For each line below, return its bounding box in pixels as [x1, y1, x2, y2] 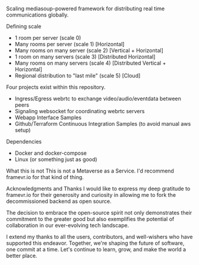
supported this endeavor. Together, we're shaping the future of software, [6, 240, 185, 247]
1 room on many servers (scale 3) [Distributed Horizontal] [14, 53, 156, 60]
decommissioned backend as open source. [6, 198, 112, 205]
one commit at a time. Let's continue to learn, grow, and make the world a [6, 246, 186, 253]
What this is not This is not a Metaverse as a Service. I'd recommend [6, 167, 174, 174]
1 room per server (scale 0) [14, 34, 81, 41]
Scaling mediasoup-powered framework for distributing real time [6, 5, 165, 12]
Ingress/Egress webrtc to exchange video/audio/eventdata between [14, 95, 181, 102]
